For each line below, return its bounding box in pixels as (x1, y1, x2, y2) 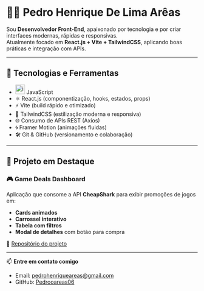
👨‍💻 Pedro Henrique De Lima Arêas (6, 5, 181, 19)
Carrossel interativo (15, 215, 67, 223)
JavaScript (26, 88, 53, 96)
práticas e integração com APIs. (6, 45, 86, 52)
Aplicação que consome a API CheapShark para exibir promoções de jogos (6, 191, 196, 198)
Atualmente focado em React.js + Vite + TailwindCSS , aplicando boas (6, 38, 182, 45)
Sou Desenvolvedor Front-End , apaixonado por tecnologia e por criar (6, 25, 182, 33)
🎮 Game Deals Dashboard (6, 175, 86, 184)
